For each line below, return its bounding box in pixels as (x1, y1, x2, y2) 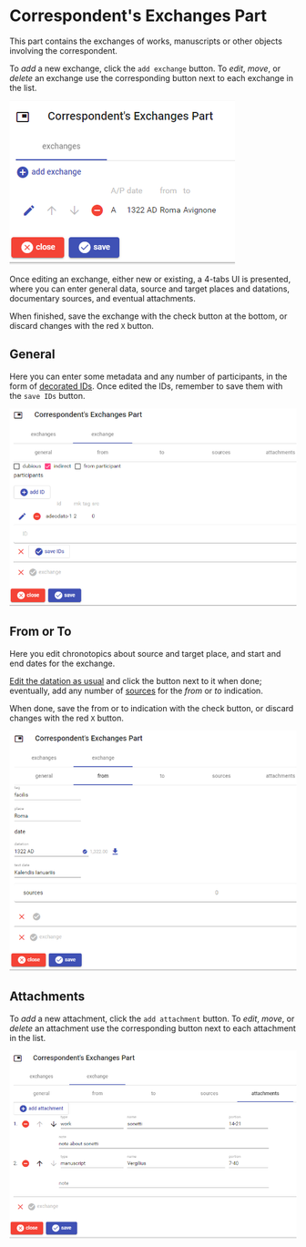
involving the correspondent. (9, 45, 118, 56)
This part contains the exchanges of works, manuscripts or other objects (9, 36, 282, 46)
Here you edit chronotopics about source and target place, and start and (9, 648, 281, 659)
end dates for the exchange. (9, 658, 116, 669)
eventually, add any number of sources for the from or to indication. (9, 685, 264, 696)
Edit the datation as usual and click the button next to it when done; (9, 675, 262, 686)
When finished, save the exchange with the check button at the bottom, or (9, 311, 288, 322)
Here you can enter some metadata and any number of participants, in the (9, 371, 288, 382)
